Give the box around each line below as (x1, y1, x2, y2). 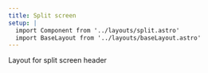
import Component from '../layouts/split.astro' (15, 26, 180, 34)
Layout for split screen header (8, 56, 108, 65)
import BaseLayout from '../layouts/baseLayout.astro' (15, 33, 202, 42)
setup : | (8, 19, 37, 27)
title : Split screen (8, 11, 77, 20)
